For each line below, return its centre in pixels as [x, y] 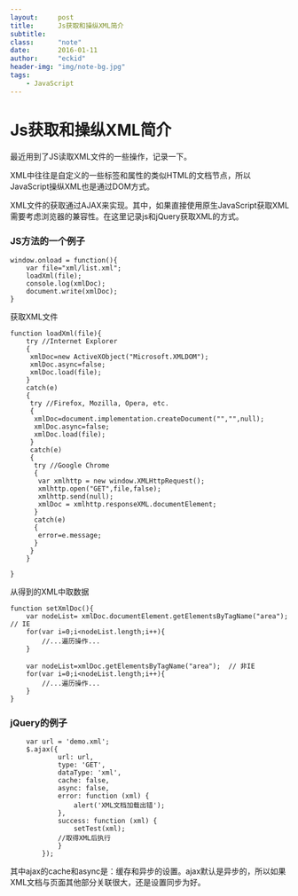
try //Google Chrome [71, 465]
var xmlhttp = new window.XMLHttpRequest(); [121, 481]
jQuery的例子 [39, 722]
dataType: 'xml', [90, 773]
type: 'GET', [81, 765]
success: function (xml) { [107, 821]
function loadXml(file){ [56, 334]
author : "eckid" [48, 59]
